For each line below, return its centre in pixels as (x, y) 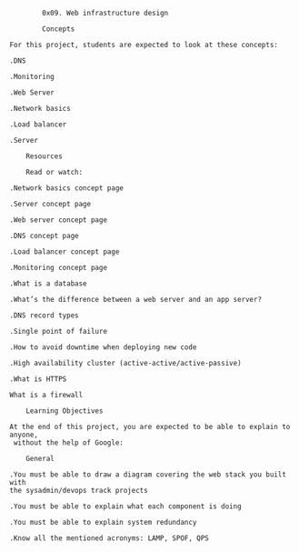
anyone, (24, 435)
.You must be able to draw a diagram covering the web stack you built (148, 475)
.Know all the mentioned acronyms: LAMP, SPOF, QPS (109, 538)
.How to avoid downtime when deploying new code (103, 347)
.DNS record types (44, 316)
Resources (45, 156)
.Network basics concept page (67, 188)
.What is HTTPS (38, 379)
